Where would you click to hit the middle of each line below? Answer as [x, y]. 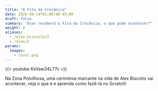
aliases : [14, 32]
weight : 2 [15, 28]
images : [17, 50]
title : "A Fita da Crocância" [36, 10]
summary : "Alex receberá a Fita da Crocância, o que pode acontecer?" [79, 23]
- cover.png [26, 55]
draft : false [18, 19]
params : [13, 46]
